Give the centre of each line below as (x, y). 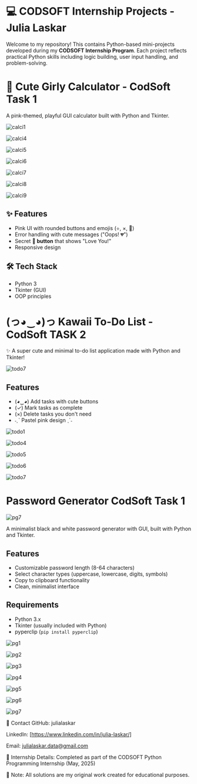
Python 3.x (28, 619)
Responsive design (38, 247)
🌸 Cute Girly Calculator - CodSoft (88, 87)
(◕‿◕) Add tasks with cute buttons (56, 401)
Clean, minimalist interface (47, 587)
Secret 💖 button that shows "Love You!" (63, 241)
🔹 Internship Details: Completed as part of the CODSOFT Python (84, 757)
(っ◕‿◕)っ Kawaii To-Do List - (80, 322)
